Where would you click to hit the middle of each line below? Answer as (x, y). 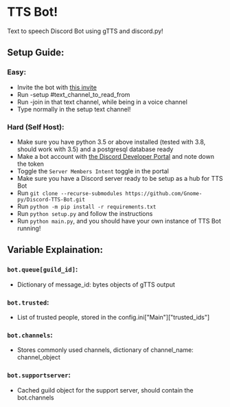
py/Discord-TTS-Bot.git (51, 199)
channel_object (38, 357)
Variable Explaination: (55, 250)
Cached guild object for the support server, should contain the (105, 390)
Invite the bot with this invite (57, 87)
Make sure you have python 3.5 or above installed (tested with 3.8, (111, 142)
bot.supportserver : (39, 375)
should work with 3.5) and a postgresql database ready (95, 149)
